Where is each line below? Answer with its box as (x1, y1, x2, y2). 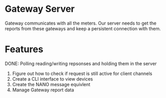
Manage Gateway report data (12, 87, 74, 93)
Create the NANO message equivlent (12, 81, 91, 87)
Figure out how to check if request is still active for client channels (12, 70, 152, 76)
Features (5, 44, 44, 55)
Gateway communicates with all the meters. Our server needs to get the (5, 20, 157, 26)
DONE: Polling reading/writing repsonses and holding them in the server (5, 60, 157, 67)
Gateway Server (5, 3, 75, 15)
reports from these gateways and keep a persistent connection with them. (5, 25, 161, 31)
